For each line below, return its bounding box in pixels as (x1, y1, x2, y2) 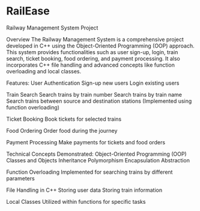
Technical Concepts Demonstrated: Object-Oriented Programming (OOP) (6, 150, 187, 157)
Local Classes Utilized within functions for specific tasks (6, 198, 146, 205)
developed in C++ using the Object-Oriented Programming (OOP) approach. (6, 42, 195, 49)
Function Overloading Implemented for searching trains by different (6, 168, 173, 176)
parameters (6, 174, 35, 182)
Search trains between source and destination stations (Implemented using (6, 97, 192, 105)
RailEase (6, 4, 50, 18)
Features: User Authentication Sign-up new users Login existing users (6, 79, 180, 87)
